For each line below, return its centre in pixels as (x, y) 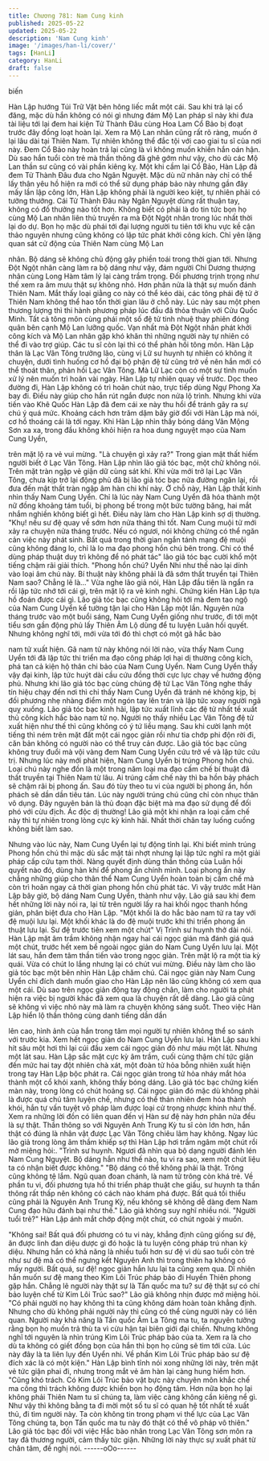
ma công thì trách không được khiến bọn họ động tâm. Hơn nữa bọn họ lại (130, 1388)
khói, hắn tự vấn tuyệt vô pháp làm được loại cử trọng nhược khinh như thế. (132, 1108)
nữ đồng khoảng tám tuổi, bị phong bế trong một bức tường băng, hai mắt (130, 505)
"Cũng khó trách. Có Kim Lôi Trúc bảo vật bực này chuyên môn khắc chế (129, 1380)
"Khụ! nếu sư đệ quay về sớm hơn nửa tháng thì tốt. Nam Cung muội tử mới (132, 522)
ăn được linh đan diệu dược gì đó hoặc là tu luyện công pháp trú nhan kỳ (128, 1243)
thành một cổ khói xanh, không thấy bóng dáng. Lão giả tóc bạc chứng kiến (133, 1082)
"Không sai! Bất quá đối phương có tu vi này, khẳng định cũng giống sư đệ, (132, 1234)
